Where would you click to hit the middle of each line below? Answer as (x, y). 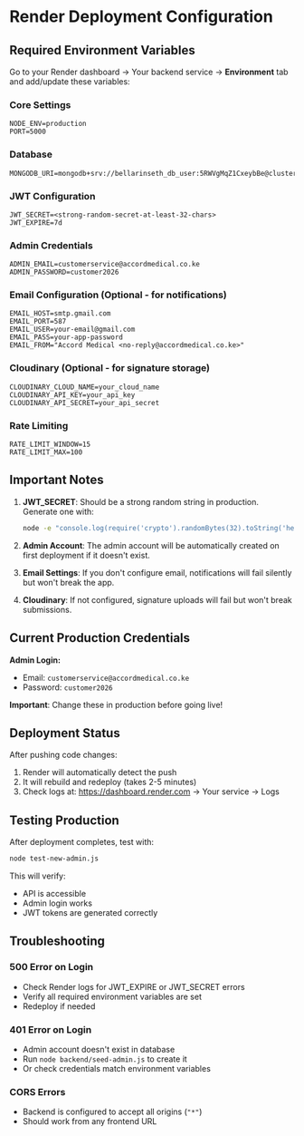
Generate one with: (58, 511)
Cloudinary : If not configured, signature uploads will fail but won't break (157, 599)
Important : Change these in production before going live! (116, 704)
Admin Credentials (51, 245)
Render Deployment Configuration (141, 17)
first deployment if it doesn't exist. (86, 555)
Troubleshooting (57, 942)
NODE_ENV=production (48, 124)
